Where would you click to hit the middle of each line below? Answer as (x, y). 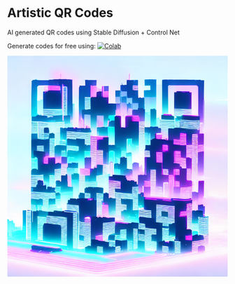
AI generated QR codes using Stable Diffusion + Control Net (93, 32)
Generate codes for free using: (51, 46)
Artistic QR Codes (60, 13)
